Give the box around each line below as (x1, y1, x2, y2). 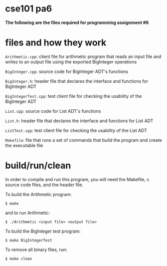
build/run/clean (5, 160, 71, 171)
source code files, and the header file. (5, 182, 83, 188)
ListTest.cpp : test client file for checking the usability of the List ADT (5, 127, 147, 133)
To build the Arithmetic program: (5, 191, 72, 197)
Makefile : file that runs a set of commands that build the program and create (5, 137, 162, 143)
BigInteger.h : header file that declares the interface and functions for (5, 78, 149, 84)
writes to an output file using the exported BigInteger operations (5, 58, 137, 65)
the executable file (5, 142, 43, 148)
